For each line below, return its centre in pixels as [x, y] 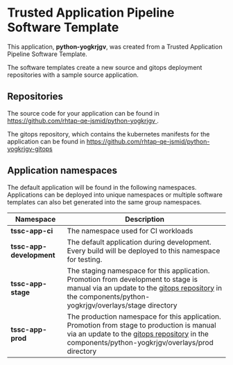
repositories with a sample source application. [73, 75]
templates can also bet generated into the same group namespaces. [105, 202]
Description [145, 219]
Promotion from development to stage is [132, 279]
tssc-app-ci [32, 231]
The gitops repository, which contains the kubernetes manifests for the [109, 134]
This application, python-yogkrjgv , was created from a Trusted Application [115, 46]
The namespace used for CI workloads [130, 231]
